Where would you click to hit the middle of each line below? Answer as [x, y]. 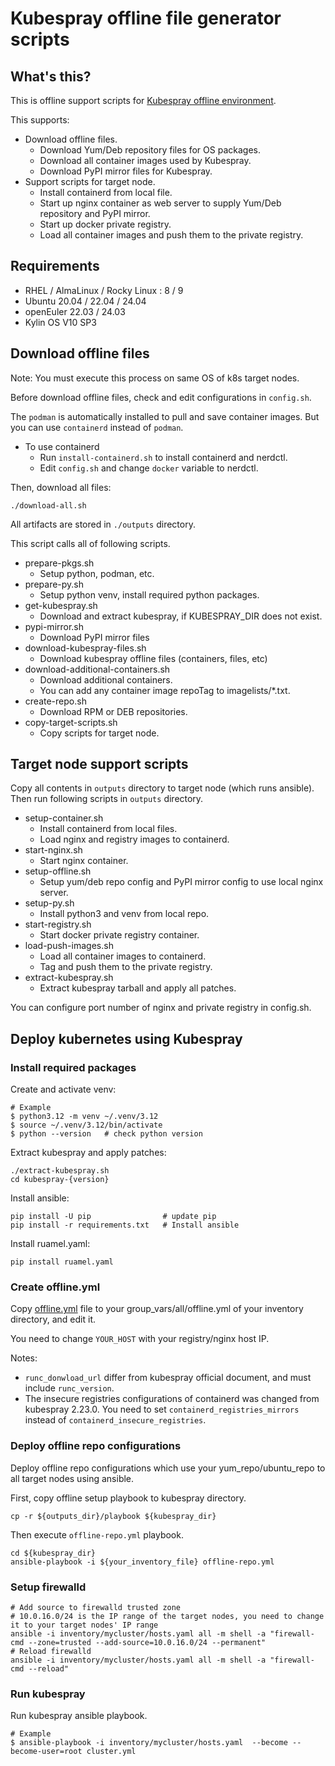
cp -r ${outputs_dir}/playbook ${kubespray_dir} [113, 1516]
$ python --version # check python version [106, 1134]
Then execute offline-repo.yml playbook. [97, 1534]
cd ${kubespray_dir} [53, 1553]
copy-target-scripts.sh [71, 722]
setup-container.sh [64, 818]
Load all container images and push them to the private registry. [171, 235]
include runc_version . [69, 1388]
